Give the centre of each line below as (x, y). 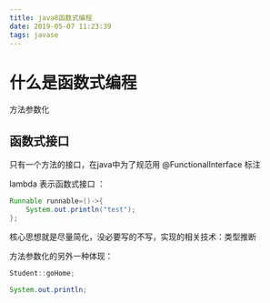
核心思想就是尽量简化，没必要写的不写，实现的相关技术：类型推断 (133, 237)
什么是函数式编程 (74, 82)
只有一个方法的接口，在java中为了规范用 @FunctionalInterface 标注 (135, 165)
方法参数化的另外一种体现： (61, 256)
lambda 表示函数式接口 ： (58, 184)
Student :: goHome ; (42, 273)
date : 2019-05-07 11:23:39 (60, 26)
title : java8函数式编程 (51, 18)
